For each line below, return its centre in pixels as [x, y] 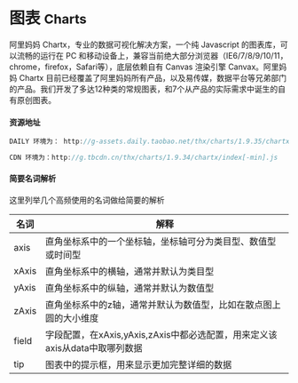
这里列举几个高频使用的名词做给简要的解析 [87, 200]
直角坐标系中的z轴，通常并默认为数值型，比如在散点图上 [163, 305]
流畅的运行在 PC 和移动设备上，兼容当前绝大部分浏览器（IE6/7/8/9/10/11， [152, 55]
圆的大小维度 [72, 318]
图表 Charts [48, 18]
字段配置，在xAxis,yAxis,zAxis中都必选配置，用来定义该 [161, 335]
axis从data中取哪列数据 [94, 348]
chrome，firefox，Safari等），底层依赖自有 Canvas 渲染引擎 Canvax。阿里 [144, 67]
